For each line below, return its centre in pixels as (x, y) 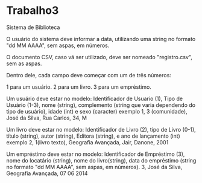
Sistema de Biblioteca (33, 27)
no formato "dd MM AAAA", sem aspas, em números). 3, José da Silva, (94, 167)
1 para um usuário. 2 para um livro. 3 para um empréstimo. (79, 87)
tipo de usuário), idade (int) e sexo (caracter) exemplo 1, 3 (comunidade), (97, 111)
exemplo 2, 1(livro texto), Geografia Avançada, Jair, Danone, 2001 (87, 142)
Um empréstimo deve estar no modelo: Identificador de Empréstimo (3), (96, 154)
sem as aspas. (24, 63)
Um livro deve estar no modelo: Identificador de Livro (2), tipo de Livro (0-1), (101, 129)
